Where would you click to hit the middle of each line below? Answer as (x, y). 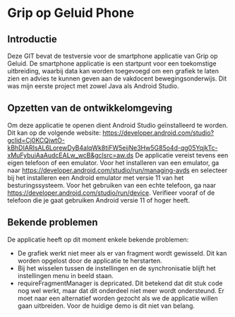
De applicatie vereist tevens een (182, 155)
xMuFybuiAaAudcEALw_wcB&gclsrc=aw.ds (71, 155)
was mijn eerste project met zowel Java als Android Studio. (93, 86)
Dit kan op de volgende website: (54, 133)
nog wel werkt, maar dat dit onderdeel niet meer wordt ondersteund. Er (121, 290)
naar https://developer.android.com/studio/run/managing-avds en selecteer (117, 170)
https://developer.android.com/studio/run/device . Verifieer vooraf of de (111, 193)
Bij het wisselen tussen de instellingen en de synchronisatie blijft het (117, 268)
